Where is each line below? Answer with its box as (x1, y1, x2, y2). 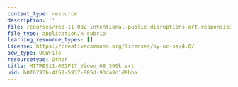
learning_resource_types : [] (7, 36, 93, 43)
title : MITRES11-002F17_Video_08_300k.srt (7, 62, 135, 69)
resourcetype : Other (7, 56, 69, 63)
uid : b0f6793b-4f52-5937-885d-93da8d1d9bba (7, 69, 138, 76)
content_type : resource (7, 10, 78, 18)
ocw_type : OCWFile (7, 50, 62, 57)
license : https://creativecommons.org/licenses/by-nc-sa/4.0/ (7, 43, 195, 50)
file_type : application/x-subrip (7, 29, 106, 37)
